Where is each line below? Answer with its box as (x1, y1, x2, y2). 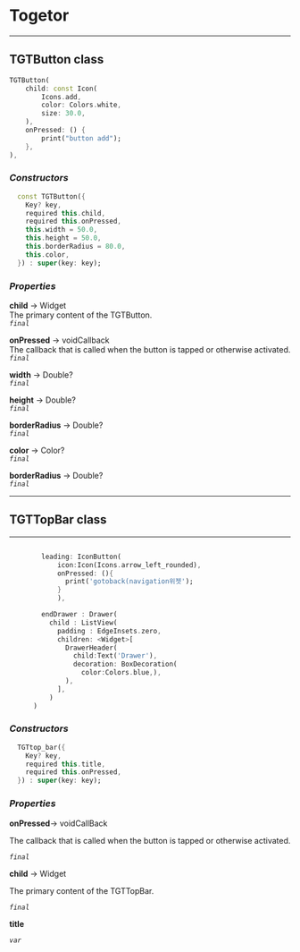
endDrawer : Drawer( (41, 610, 118, 619)
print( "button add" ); (41, 133, 122, 143)
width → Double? (9, 369, 73, 380)
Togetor (9, 5, 70, 26)
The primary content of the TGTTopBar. (9, 885, 154, 896)
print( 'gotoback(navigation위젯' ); (65, 577, 194, 586)
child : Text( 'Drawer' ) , (72, 651, 158, 660)
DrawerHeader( (65, 643, 118, 652)
